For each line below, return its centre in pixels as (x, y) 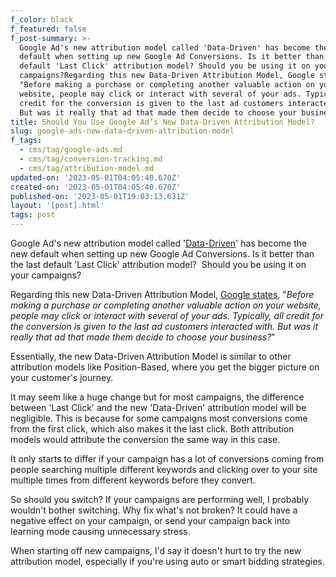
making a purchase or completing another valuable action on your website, (166, 305)
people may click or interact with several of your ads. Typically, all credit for (167, 315)
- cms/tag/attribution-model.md (87, 168)
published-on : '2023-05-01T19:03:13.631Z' (100, 196)
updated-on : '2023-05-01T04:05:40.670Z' (96, 177)
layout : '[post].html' (57, 206)
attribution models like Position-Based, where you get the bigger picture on (165, 367)
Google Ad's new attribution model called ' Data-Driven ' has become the (159, 243)
